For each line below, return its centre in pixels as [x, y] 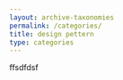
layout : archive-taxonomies [62, 17]
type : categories [42, 42]
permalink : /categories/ [56, 26]
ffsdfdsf [24, 68]
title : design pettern [52, 34]
